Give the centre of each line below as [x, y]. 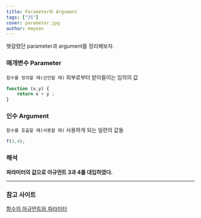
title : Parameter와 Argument [42, 12]
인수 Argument [28, 116]
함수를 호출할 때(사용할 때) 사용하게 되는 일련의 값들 [65, 130]
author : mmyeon [25, 28]
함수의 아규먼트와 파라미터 [37, 208]
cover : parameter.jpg [33, 23]
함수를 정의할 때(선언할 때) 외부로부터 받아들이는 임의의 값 [72, 77]
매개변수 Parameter [34, 63]
